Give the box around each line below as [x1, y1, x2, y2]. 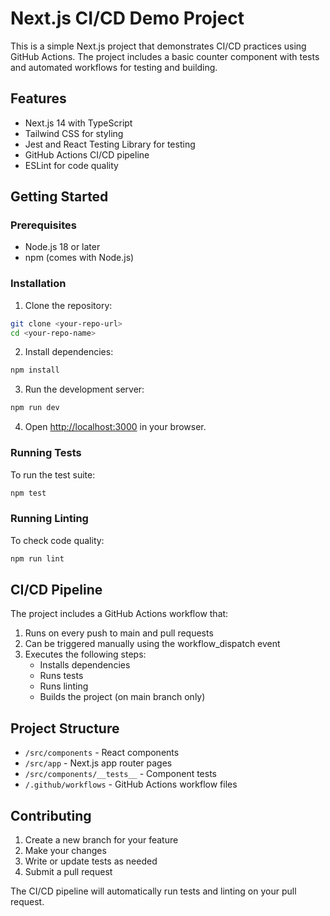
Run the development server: [24, 383, 145, 396]
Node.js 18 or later [24, 241, 101, 253]
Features [10, 90, 67, 107]
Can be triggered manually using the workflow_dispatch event [24, 638, 281, 650]
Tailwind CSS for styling [24, 127, 124, 139]
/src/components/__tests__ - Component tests [24, 768, 217, 780]
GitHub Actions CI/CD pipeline [24, 148, 150, 161]
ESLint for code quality [24, 159, 119, 171]
